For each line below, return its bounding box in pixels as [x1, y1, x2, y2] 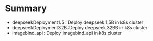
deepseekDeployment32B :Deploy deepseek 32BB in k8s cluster [12, 24, 148, 30]
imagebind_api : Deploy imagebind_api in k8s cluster [12, 30, 123, 36]
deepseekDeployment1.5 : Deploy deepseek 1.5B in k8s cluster [12, 19, 143, 25]
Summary [5, 3, 47, 14]
